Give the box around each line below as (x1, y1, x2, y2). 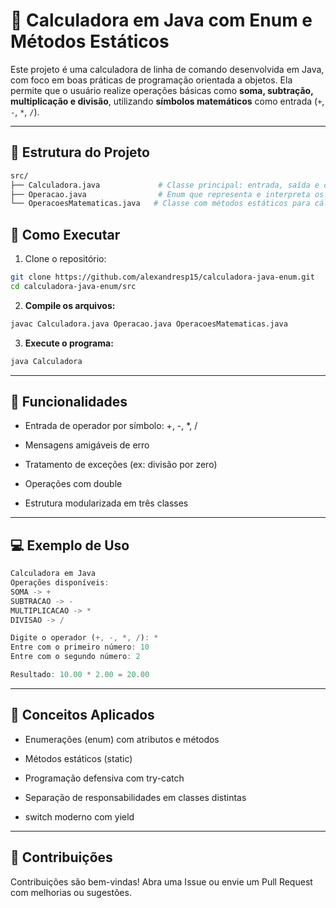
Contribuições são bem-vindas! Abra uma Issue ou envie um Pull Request (10, 875, 313, 888)
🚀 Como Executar (10, 226, 121, 243)
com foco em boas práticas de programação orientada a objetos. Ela (10, 74, 293, 86)
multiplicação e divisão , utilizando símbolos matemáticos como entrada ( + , (10, 95, 325, 107)
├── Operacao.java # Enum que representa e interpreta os (10, 189, 325, 199)
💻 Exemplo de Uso (10, 537, 130, 554)
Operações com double (24, 478, 123, 490)
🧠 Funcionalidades (10, 393, 128, 410)
